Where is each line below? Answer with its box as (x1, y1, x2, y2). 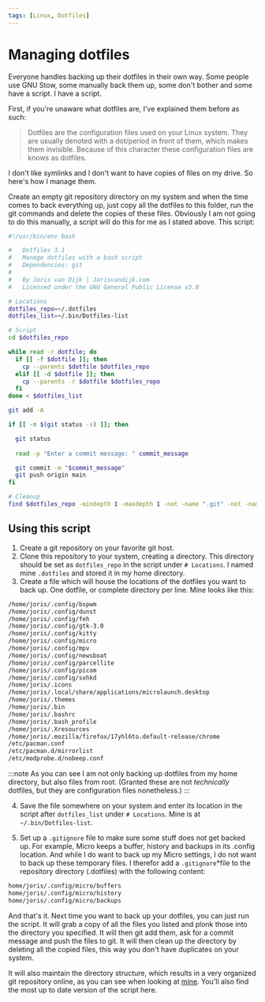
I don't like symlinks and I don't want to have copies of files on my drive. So (8, 168, 254, 178)
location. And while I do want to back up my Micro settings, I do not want (19, 850, 257, 859)
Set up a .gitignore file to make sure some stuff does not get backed (19, 833, 246, 842)
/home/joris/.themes (8, 696, 77, 704)
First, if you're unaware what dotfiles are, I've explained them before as (8, 104, 240, 113)
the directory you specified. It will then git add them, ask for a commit (8, 928, 234, 937)
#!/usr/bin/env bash (8, 232, 77, 240)
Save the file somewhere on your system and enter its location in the (19, 801, 243, 810)
